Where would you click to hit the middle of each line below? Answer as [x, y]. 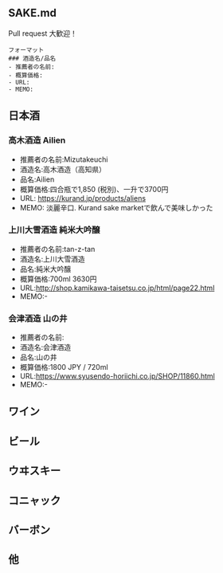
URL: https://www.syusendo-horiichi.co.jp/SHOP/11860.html [117, 376]
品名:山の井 [38, 357]
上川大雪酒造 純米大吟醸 [54, 230]
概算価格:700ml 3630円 [58, 279]
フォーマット [26, 50]
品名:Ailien [37, 179]
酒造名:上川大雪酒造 [52, 259]
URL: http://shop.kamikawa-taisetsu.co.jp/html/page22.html [117, 288]
